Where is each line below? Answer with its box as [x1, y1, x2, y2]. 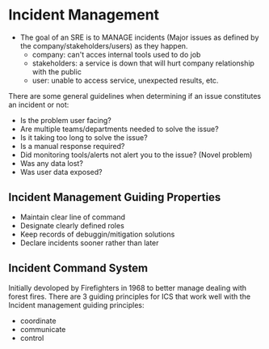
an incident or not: [8, 100, 69, 109]
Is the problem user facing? [19, 115, 111, 125]
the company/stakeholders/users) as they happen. [19, 40, 188, 50]
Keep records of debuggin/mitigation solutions [19, 229, 175, 239]
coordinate [19, 316, 57, 326]
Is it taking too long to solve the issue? [19, 132, 148, 143]
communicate [19, 324, 66, 334]
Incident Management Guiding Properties [8, 190, 221, 204]
